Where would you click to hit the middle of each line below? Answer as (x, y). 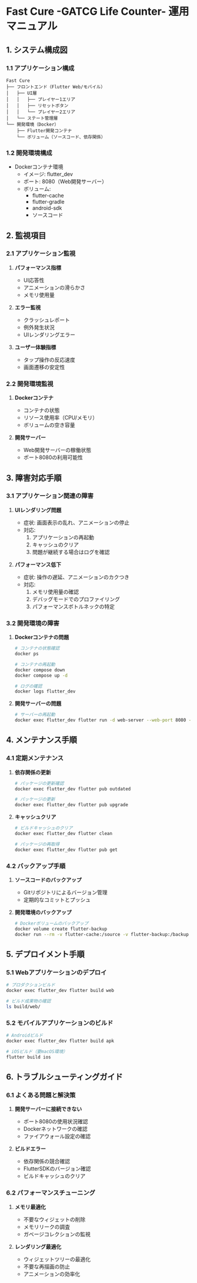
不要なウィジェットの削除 (54, 1219)
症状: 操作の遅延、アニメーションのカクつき (76, 577)
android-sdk (47, 208)
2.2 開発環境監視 (30, 384)
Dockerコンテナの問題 (42, 637)
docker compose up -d (41, 675)
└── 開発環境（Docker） (32, 124)
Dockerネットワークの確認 (55, 1129)
